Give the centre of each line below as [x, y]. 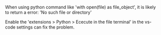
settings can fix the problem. [46, 27]
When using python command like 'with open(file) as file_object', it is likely [80, 7]
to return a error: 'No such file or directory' [48, 12]
